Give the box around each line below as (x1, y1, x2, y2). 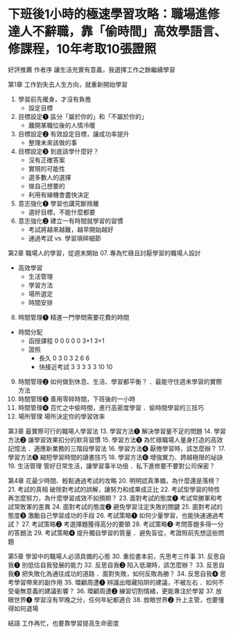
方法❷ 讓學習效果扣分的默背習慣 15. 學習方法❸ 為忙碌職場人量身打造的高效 (8, 435, 223, 444)
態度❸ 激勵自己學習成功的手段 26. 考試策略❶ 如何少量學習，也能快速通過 (8, 511, 218, 519)
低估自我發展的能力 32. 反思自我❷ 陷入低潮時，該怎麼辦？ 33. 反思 (27, 560, 219, 569)
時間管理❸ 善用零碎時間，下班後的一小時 (17, 394, 136, 403)
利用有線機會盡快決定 (28, 190, 89, 199)
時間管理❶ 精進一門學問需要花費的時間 (17, 313, 130, 321)
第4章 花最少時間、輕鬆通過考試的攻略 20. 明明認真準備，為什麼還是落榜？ (8, 476, 221, 485)
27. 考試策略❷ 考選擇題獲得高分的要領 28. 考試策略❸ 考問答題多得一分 (21, 519, 224, 528)
